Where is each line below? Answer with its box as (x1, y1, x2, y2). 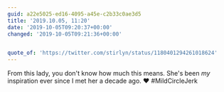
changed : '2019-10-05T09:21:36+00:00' (7, 30, 122, 38)
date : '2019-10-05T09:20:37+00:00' (7, 24, 113, 31)
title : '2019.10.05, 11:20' (7, 17, 91, 24)
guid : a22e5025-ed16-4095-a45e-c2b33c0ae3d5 (7, 10, 142, 18)
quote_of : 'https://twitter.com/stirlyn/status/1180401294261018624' (7, 49, 218, 57)
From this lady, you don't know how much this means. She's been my (7, 69, 210, 78)
